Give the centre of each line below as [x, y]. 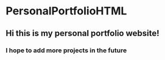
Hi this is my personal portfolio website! [82, 33]
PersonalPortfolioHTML [66, 11]
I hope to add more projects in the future [66, 50]
